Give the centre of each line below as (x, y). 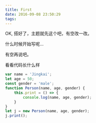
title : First (19, 10)
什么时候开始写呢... (24, 44)
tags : (11, 19)
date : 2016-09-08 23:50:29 (33, 14)
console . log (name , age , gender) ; (57, 97)
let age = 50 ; (20, 79)
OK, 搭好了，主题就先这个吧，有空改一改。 (49, 34)
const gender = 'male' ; (30, 84)
